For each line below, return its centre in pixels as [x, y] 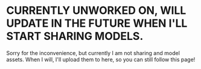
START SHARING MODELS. [75, 36]
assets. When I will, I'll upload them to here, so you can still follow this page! [101, 59]
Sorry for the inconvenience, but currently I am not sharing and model [93, 53]
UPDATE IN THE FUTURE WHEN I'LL [97, 23]
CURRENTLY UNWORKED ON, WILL [96, 11]
